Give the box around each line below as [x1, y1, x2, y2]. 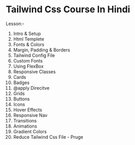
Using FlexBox [13, 63, 44, 69]
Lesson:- [6, 20, 25, 27]
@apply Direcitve [13, 85, 50, 91]
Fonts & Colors [13, 41, 44, 47]
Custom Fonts [13, 57, 43, 64]
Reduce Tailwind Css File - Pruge [13, 134, 83, 140]
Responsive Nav [13, 112, 48, 118]
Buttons [13, 96, 30, 102]
